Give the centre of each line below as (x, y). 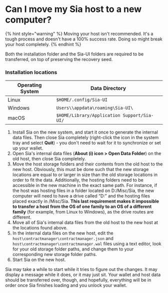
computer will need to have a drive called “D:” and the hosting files (81, 196)
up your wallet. (28, 148)
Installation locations (31, 72)
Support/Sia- (138, 115)
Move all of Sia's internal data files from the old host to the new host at (85, 222)
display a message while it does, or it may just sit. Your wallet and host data (83, 275)
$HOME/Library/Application (88, 115)
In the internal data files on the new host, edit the (63, 233)
